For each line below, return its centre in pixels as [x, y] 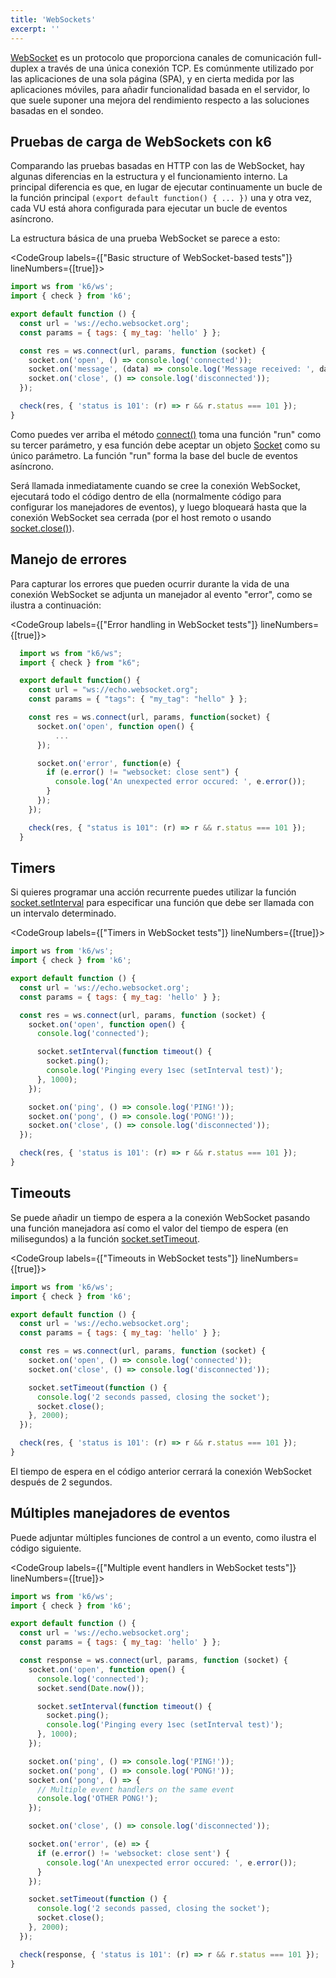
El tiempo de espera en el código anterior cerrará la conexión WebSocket [161, 1471]
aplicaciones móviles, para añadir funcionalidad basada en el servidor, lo [160, 89]
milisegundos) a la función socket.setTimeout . [105, 1238]
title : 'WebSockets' [53, 19]
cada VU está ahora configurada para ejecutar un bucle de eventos [149, 208]
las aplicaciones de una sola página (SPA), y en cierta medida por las [152, 78]
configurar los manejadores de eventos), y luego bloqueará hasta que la [158, 507]
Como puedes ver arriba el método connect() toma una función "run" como [166, 434]
